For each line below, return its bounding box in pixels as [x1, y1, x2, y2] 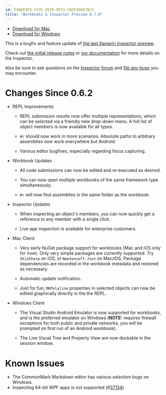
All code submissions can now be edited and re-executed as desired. [19, 167, 161, 173]
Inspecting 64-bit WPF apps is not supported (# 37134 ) [12, 385, 124, 391]
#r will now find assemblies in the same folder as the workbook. [19, 192, 150, 198]
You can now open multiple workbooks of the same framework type [19, 177, 159, 183]
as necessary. [19, 266, 49, 272]
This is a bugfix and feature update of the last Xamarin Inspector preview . [5, 40, 155, 46]
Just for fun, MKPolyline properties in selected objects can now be [19, 285, 155, 291]
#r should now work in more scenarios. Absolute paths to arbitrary [19, 133, 156, 139]
